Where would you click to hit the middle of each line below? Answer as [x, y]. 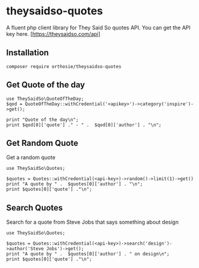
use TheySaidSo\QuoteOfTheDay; [45, 99]
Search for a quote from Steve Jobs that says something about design [93, 222]
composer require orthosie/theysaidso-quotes [64, 66]
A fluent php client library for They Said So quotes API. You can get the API [99, 28]
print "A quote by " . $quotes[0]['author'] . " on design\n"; [88, 254]
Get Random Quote [42, 143]
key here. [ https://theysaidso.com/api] [53, 33]
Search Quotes [35, 208]
